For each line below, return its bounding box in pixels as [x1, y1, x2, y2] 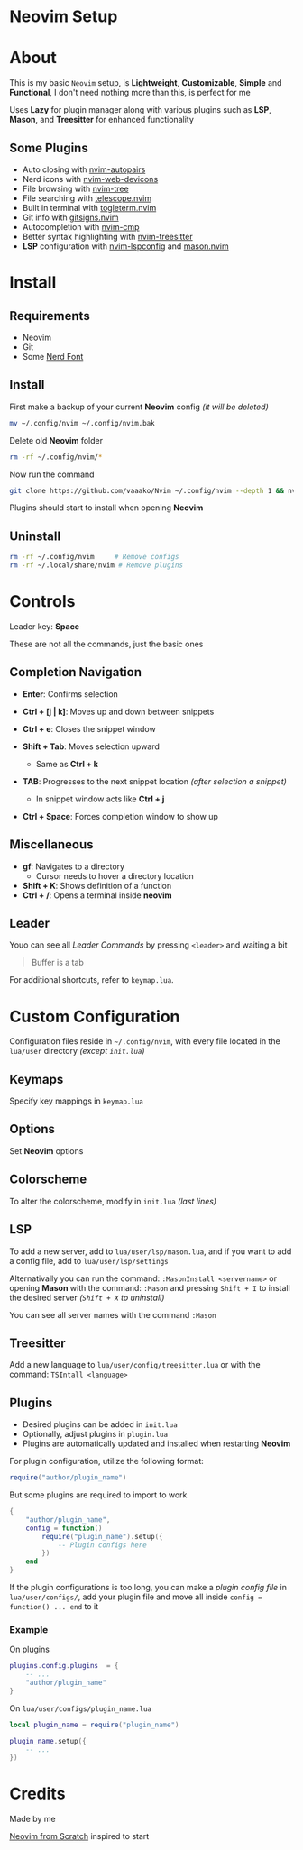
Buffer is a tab [31, 957, 84, 968]
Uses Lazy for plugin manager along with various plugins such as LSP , [9, 105, 272, 115]
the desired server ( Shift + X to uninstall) [9, 1292, 165, 1303]
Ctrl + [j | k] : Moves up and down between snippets [22, 706, 215, 717]
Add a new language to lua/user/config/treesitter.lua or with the [9, 1360, 261, 1370]
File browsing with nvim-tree [22, 183, 129, 194]
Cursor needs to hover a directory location [35, 870, 194, 881]
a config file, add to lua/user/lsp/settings [9, 1255, 169, 1266]
